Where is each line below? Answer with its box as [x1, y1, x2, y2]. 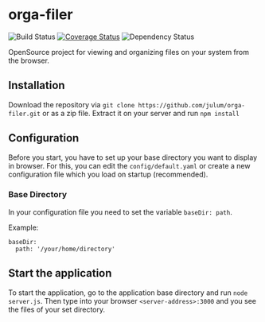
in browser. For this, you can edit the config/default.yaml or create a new [8, 161, 251, 170]
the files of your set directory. [8, 305, 106, 314]
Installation [8, 79, 65, 92]
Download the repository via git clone [8, 99, 135, 109]
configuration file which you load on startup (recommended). [8, 169, 208, 179]
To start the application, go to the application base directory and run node [8, 288, 248, 297]
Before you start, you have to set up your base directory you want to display [8, 153, 257, 162]
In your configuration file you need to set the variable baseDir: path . [8, 207, 232, 216]
